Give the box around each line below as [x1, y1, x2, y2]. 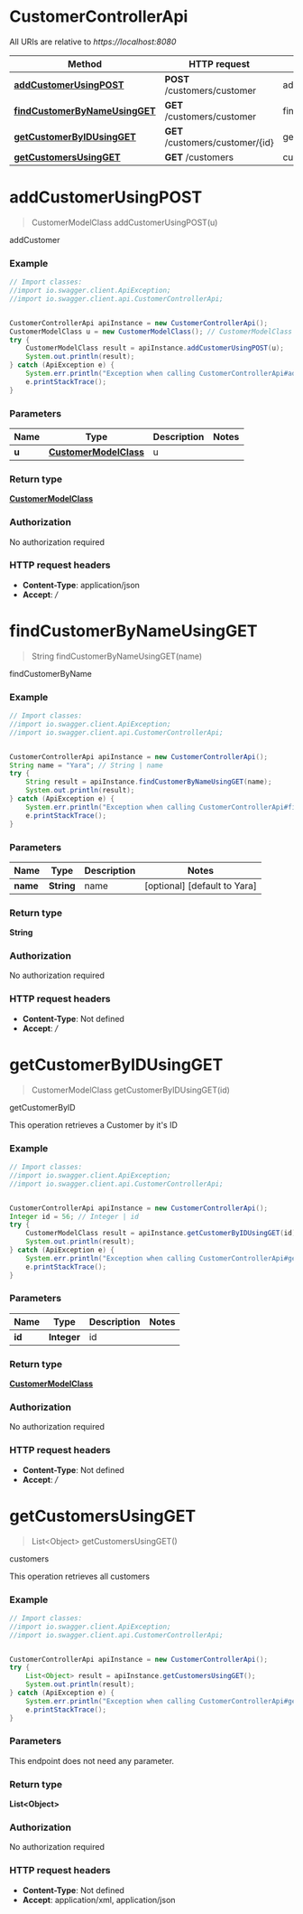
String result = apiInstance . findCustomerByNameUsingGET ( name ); [25, 777, 272, 787]
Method [67, 57, 102, 70]
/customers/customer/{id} [164, 136, 274, 148]
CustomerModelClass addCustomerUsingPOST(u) [31, 217, 218, 228]
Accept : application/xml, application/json [22, 1894, 176, 1905]
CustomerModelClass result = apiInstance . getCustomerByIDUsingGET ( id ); [25, 1229, 300, 1238]
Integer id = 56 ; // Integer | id [9, 1212, 140, 1221]
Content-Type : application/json [22, 579, 140, 590]
